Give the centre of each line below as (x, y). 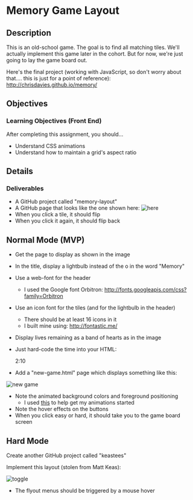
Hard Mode (28, 441)
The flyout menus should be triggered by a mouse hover (85, 491)
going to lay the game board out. (47, 60)
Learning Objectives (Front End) (54, 121)
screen (24, 422)
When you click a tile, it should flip (58, 215)
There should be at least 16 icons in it (70, 320)
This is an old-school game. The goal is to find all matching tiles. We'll (93, 47)
